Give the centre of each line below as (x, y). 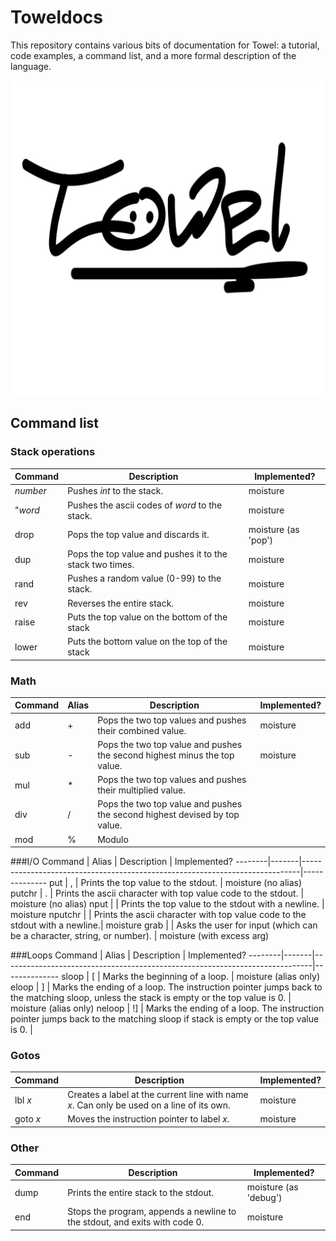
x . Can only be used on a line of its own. (149, 1105)
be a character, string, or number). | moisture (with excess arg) (140, 936)
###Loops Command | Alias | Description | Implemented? (128, 955)
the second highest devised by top (168, 815)
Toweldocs (56, 17)
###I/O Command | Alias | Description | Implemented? (122, 862)
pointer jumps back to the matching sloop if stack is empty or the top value (165, 1019)
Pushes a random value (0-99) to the (144, 578)
